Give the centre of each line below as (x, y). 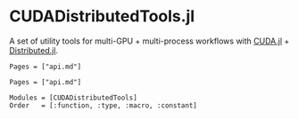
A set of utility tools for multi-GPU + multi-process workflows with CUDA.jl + (149, 41)
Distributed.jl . (34, 50)
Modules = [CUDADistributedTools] (74, 98)
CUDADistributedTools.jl (102, 16)
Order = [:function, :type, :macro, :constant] (103, 105)
